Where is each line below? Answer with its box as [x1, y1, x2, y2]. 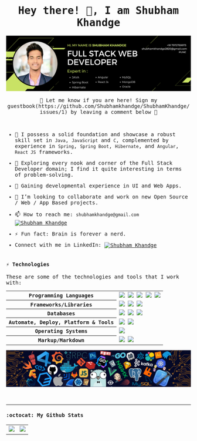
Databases [47, 310, 76, 317]
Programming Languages [28, 292, 94, 299]
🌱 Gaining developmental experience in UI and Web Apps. [14, 183, 182, 189]
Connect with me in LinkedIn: [14, 242, 101, 248]
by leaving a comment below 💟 [70, 109, 158, 116]
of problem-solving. [14, 171, 74, 179]
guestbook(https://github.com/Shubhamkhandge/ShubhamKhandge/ [7, 103, 190, 110]
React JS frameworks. [14, 149, 73, 156]
